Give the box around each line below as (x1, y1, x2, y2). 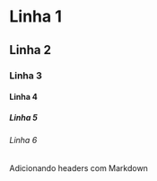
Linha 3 (9, 69, 42, 82)
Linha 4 (9, 92, 39, 103)
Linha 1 (9, 6, 63, 27)
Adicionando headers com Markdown (9, 162, 148, 173)
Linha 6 (9, 135, 38, 146)
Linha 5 (9, 112, 38, 122)
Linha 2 (9, 42, 52, 58)
